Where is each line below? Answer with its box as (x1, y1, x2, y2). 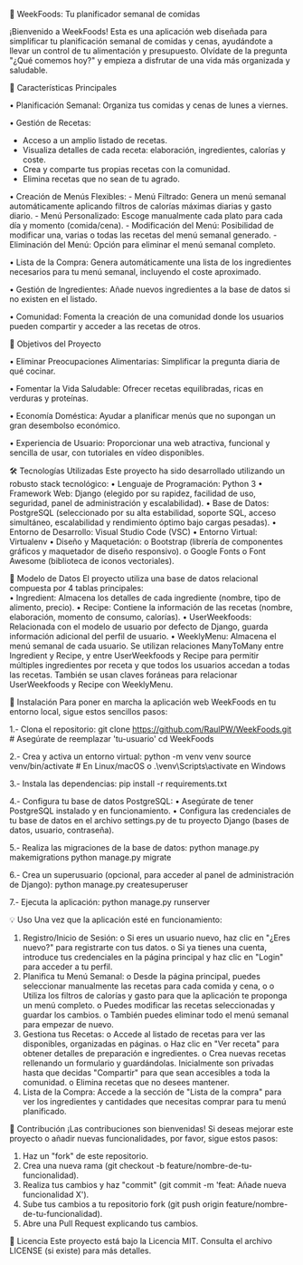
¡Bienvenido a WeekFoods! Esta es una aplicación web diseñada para (9, 26, 268, 36)
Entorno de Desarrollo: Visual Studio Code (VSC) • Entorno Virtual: (9, 527, 258, 537)
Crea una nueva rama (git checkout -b (22, 1161, 166, 1171)
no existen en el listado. (9, 294, 98, 304)
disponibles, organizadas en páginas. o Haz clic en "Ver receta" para (22, 1038, 279, 1049)
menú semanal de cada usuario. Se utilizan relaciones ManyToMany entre (9, 640, 284, 651)
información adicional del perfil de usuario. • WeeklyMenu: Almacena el (9, 631, 277, 641)
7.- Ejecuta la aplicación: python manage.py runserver (9, 897, 211, 907)
